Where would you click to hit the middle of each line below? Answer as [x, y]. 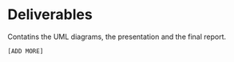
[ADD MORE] [26, 51]
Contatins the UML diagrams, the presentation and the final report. [117, 37]
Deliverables [50, 15]
